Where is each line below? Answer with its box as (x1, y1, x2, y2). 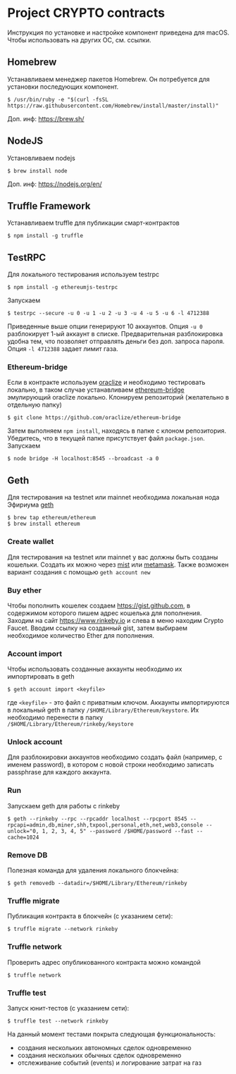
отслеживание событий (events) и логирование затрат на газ (17, 1058, 202, 1067)
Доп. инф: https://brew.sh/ (7, 114, 85, 123)
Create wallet (7, 537, 54, 547)
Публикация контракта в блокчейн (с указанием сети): (7, 912, 173, 920)
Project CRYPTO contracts (7, 5, 166, 21)
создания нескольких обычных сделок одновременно (17, 1051, 182, 1059)
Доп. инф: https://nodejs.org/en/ (7, 180, 102, 188)
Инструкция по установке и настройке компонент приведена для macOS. (7, 28, 230, 37)
